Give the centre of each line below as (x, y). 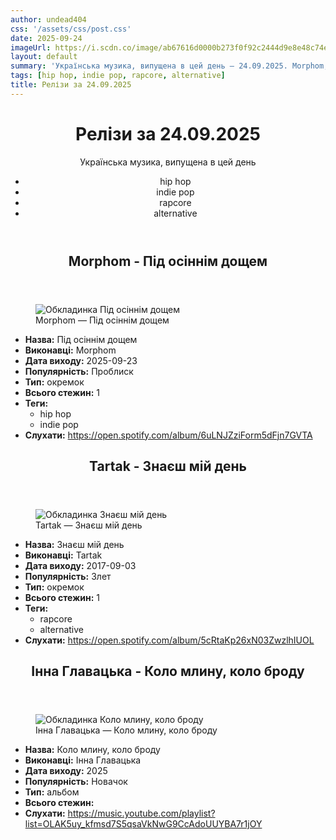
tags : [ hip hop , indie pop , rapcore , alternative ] (118, 76)
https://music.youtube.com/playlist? (141, 813)
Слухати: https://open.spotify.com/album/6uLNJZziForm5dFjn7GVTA (168, 435)
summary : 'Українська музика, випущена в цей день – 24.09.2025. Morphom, (169, 66)
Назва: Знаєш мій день (74, 545)
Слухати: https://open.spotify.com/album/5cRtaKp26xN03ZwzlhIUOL (169, 640)
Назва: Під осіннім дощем (81, 339)
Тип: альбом (52, 792)
